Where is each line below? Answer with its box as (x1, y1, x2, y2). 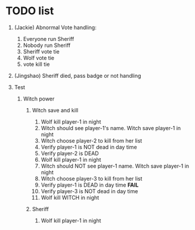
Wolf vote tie (23, 54, 55, 61)
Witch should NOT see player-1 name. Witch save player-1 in (41, 162, 189, 169)
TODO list (5, 4, 54, 18)
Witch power (23, 95, 55, 102)
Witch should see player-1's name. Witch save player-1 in (41, 124, 181, 131)
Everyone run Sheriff (23, 35, 75, 42)
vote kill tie (23, 61, 50, 68)
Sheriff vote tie (23, 48, 60, 55)
